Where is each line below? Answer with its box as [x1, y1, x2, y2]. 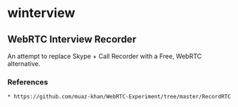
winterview [7, 5, 76, 21]
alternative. [7, 60, 41, 68]
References [7, 77, 48, 86]
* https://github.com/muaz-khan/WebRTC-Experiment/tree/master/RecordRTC [7, 94, 232, 101]
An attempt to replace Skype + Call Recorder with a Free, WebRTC [7, 52, 202, 60]
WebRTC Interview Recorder [7, 33, 137, 45]
